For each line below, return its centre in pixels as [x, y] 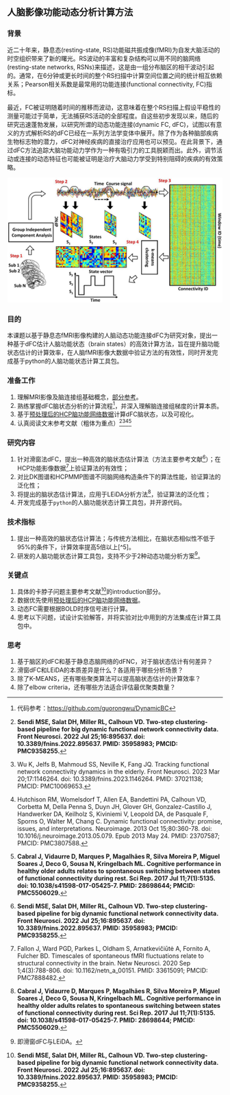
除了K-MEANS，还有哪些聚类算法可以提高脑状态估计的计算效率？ [109, 679]
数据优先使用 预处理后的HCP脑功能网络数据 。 [80, 600]
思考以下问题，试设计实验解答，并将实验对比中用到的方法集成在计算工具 [119, 617]
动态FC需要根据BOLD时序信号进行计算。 [74, 609]
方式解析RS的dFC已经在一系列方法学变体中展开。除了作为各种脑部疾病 [119, 133]
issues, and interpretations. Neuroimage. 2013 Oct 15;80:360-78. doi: [114, 829]
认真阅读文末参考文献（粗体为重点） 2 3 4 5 [74, 422]
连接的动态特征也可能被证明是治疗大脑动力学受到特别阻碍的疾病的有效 [118, 158]
